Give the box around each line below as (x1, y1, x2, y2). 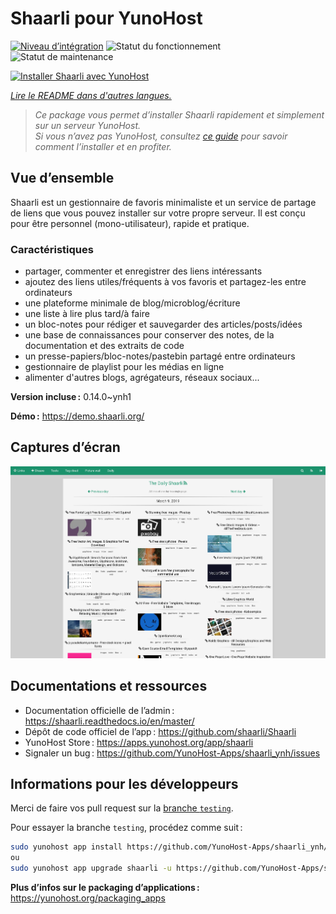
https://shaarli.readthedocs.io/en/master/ (24, 715, 195, 727)
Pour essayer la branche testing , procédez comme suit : (10, 822, 243, 834)
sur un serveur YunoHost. (34, 119, 141, 131)
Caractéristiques (10, 242, 94, 256)
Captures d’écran (10, 439, 121, 456)
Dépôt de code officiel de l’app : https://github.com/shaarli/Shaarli (24, 725, 297, 737)
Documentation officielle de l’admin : (24, 704, 175, 716)
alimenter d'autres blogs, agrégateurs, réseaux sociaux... (24, 372, 260, 384)
